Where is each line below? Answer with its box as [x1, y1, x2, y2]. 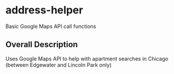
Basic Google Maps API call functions [5, 23, 96, 30]
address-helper [5, 3, 83, 17]
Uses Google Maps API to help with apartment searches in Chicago [5, 55, 169, 62]
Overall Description [5, 40, 78, 50]
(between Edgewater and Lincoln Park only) [5, 61, 112, 68]
